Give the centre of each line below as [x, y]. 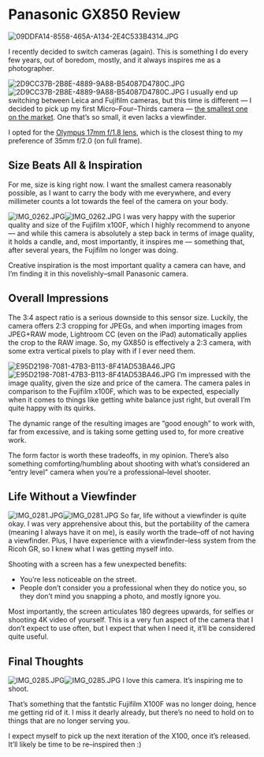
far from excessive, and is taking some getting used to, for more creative [126, 432]
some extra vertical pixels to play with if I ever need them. [102, 351]
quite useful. [28, 636]
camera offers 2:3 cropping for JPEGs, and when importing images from [125, 325]
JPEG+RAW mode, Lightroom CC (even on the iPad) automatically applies [128, 334]
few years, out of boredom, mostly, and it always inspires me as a [114, 60]
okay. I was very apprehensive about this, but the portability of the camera [129, 524]
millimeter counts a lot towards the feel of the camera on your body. [118, 201]
